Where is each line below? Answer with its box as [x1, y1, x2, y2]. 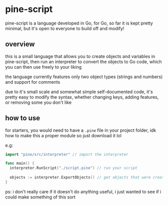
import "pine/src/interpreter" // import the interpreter [5, 152, 128, 157]
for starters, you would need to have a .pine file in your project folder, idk [5, 127, 156, 133]
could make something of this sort [5, 194, 76, 200]
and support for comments [5, 79, 60, 85]
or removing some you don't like [5, 99, 71, 105]
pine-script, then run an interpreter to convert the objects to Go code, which [5, 59, 162, 65]
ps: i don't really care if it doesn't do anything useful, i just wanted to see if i [5, 188, 161, 194]
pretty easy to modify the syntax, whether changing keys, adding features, [5, 94, 159, 100]
